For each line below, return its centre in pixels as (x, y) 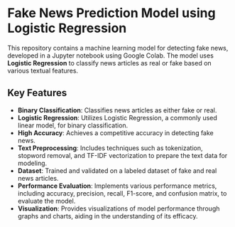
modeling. (32, 163)
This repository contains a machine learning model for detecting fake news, (118, 48)
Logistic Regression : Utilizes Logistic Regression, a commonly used (117, 117)
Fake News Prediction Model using (111, 13)
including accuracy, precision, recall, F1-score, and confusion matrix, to (122, 193)
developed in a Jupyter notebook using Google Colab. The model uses (111, 56)
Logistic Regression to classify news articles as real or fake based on (109, 63)
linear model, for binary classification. (73, 125)
